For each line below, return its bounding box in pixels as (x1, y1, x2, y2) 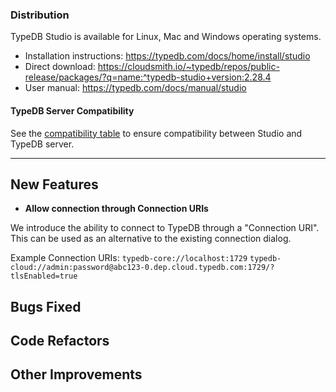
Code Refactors (10, 333, 110, 350)
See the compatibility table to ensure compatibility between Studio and (10, 127, 303, 139)
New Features (10, 176, 99, 193)
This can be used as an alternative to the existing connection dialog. (10, 233, 292, 245)
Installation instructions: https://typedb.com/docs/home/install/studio (24, 50, 311, 62)
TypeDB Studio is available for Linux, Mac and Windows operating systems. (10, 31, 322, 43)
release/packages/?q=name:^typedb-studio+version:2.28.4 (24, 71, 272, 83)
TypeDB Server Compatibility (10, 104, 135, 117)
